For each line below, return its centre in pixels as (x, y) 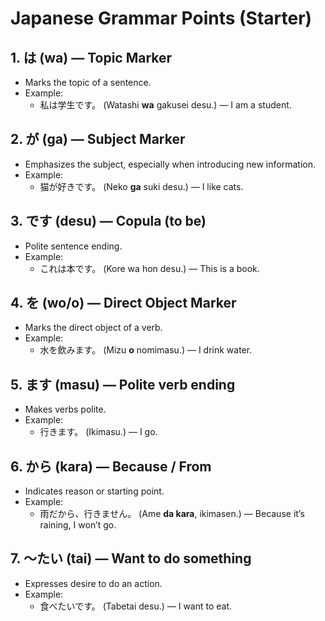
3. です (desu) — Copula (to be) (108, 221)
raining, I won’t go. (78, 525)
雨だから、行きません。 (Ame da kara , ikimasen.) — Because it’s (172, 514)
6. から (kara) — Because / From (111, 466)
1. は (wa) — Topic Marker (91, 57)
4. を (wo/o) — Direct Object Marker (123, 303)
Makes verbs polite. (65, 409)
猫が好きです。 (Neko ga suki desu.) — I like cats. (141, 186)
